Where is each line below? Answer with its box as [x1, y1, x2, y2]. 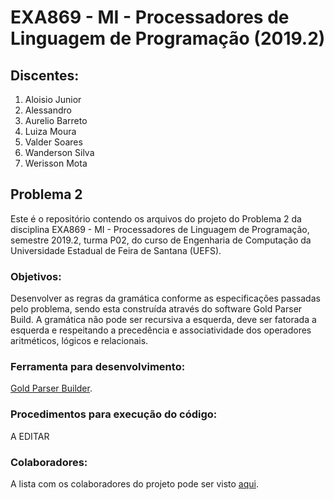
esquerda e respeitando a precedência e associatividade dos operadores [10, 324, 312, 336]
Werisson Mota [24, 157, 88, 169]
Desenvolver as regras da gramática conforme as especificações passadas [10, 292, 321, 305]
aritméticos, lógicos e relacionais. [10, 335, 149, 347]
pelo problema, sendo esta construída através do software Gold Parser [10, 303, 303, 315]
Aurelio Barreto [24, 115, 88, 126]
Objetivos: [10, 269, 62, 283]
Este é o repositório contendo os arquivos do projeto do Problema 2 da [10, 212, 302, 225]
